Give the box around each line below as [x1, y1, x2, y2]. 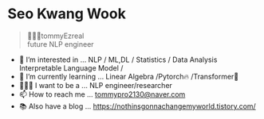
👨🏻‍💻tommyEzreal [26, 31, 85, 40]
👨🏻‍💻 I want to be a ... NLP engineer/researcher [18, 80, 173, 90]
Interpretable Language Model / [18, 63, 124, 72]
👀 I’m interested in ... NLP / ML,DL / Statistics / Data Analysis [18, 55, 218, 64]
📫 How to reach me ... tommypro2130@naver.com [18, 89, 186, 99]
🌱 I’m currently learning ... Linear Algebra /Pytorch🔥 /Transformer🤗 [18, 71, 239, 81]
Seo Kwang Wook [7, 5, 127, 23]
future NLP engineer [26, 39, 94, 48]
